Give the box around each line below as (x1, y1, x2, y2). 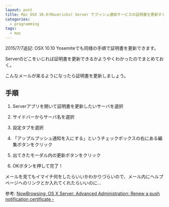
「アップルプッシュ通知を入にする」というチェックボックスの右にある (12, 135, 158, 141)
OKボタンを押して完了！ (12, 163, 63, 169)
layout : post (5, 7, 33, 13)
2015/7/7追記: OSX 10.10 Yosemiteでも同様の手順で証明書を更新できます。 (5, 45, 159, 51)
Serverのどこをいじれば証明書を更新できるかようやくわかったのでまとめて (5, 56, 159, 62)
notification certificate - (5, 196, 54, 202)
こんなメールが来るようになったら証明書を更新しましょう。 (5, 73, 129, 78)
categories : (5, 17, 30, 22)
